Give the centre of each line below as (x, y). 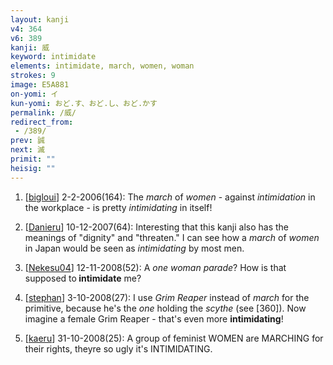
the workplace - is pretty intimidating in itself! (118, 207)
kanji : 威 (30, 47)
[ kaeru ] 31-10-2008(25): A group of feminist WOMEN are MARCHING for (174, 338)
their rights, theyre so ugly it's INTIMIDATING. (118, 348)
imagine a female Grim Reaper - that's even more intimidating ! (154, 318)
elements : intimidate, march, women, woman (102, 66)
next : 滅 (27, 150)
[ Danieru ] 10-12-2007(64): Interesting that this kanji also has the (157, 227)
